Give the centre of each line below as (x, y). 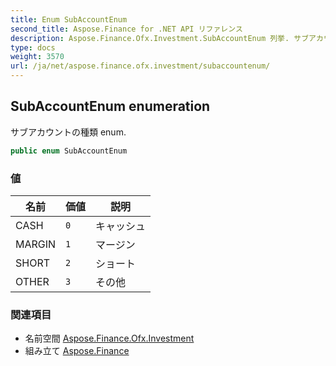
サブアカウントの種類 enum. (68, 132)
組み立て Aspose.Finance (77, 351)
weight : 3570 (37, 57)
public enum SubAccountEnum (69, 151)
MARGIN (36, 244)
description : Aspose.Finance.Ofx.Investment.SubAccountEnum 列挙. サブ (160, 38)
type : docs (33, 47)
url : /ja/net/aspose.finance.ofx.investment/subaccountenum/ (140, 66)
